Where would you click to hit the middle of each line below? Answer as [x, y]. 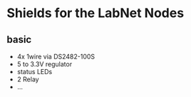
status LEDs [35, 72]
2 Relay [28, 79]
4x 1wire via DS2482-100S [56, 56]
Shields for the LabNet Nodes [95, 13]
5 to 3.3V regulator [45, 64]
